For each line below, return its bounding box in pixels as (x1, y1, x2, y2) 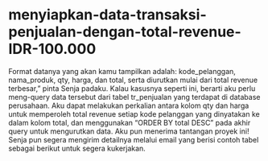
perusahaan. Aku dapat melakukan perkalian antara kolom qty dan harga (8, 101, 249, 110)
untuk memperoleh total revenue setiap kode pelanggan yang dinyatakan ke (8, 109, 260, 118)
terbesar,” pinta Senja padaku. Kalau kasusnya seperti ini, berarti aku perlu (8, 83, 256, 93)
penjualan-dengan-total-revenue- (8, 23, 241, 41)
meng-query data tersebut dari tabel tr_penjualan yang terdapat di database (8, 92, 261, 101)
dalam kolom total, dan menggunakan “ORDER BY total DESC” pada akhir (8, 118, 251, 127)
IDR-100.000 (8, 40, 97, 58)
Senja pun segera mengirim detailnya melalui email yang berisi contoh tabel (8, 134, 259, 144)
